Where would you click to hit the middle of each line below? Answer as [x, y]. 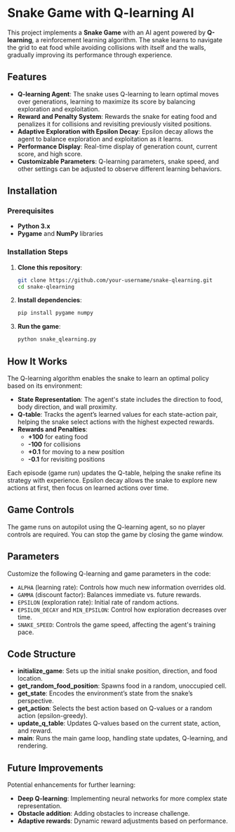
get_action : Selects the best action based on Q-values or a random [115, 708]
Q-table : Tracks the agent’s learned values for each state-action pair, [117, 415]
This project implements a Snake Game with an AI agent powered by [106, 32]
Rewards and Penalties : [52, 429]
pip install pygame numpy [55, 313]
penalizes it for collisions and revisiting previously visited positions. [114, 124]
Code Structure [41, 654]
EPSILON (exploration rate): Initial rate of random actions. [98, 602]
